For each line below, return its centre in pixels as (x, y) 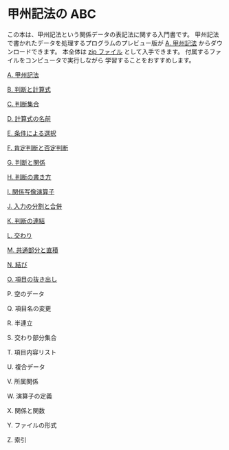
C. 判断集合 (23, 104)
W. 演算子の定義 (30, 396)
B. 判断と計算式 (29, 89)
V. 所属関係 (23, 381)
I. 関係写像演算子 (31, 191)
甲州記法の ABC (52, 14)
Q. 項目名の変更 (29, 308)
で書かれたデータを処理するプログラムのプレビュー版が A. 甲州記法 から (109, 43)
